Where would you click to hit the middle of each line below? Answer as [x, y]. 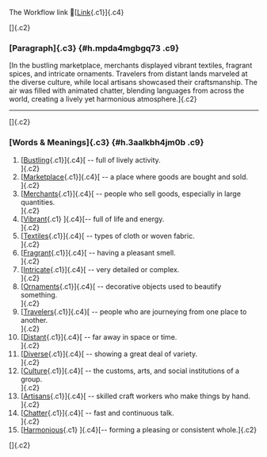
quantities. [38, 202]
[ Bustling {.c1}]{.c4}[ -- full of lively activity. [90, 159]
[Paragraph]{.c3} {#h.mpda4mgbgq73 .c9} [94, 48]
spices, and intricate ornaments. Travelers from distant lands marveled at [128, 74]
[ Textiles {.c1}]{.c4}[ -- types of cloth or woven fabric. [107, 236]
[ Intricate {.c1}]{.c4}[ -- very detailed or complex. [100, 269]
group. [31, 379]
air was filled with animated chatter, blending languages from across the [127, 90]
